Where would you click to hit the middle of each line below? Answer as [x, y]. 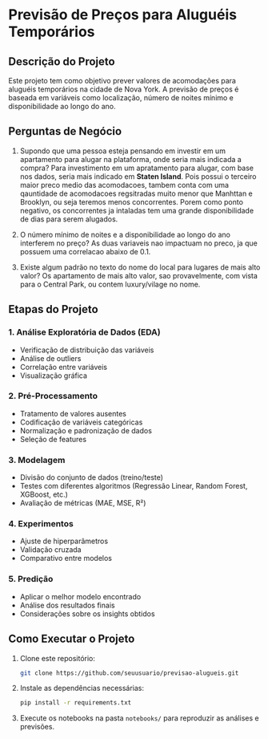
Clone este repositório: [58, 658]
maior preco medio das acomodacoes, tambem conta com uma [124, 185]
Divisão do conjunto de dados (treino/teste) [92, 477]
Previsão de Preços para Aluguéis [123, 15]
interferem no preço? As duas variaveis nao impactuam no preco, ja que [138, 243]
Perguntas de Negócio [65, 131]
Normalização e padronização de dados [86, 430]
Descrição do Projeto [62, 61]
